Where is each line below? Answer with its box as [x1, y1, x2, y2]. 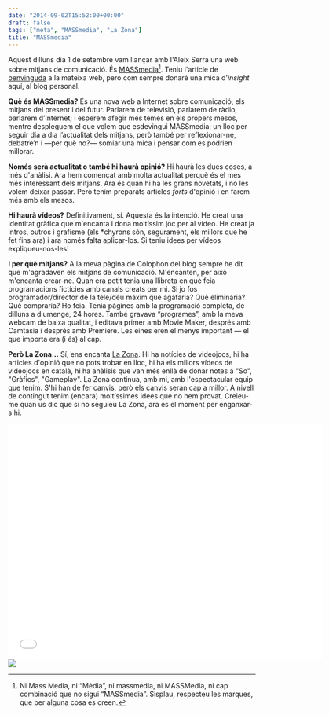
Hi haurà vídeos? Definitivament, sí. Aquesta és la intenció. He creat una [8, 210, 243, 220]
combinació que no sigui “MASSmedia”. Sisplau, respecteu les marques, [19, 689, 254, 698]
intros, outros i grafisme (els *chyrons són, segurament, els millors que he [8, 227, 247, 236]
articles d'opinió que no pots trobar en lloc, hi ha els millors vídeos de [8, 357, 233, 367]
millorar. [8, 146, 35, 156]
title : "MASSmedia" [8, 33, 72, 42]
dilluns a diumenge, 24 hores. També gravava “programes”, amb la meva [8, 309, 243, 318]
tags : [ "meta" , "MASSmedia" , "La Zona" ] [8, 26, 143, 34]
